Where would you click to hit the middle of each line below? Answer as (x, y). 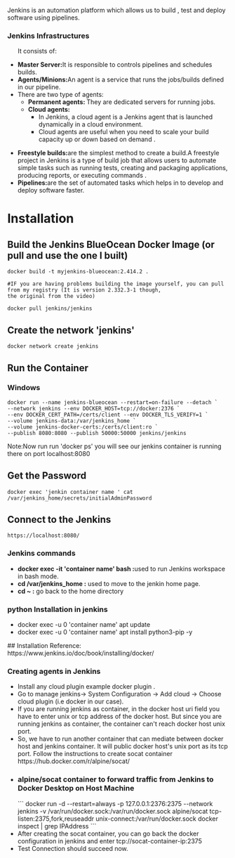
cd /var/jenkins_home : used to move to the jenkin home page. (109, 583)
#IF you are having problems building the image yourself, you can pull (116, 284)
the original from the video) (52, 297)
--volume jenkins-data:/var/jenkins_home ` (72, 421)
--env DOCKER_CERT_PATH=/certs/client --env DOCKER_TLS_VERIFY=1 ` (108, 415)
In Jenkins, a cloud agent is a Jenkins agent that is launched (126, 117)
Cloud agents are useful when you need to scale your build (123, 132)
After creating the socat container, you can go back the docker (108, 833)
